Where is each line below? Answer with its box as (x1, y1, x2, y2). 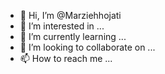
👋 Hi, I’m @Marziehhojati (19, 10, 122, 21)
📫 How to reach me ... (19, 53, 113, 64)
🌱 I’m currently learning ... (19, 31, 127, 42)
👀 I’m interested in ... (19, 20, 105, 32)
